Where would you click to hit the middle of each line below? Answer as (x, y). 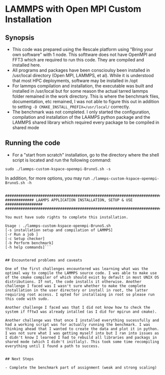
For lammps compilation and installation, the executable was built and (82, 86)
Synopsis (20, 38)
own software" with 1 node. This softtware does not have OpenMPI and (84, 54)
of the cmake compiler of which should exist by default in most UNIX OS (82, 277)
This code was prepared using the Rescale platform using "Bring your (82, 49)
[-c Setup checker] (25, 239)
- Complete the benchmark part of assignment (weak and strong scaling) (81, 367)
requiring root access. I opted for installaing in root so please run (80, 295)
